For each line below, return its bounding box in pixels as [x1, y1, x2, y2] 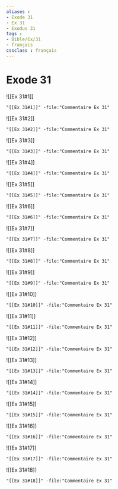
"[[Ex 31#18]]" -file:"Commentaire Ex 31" [6, 478, 113, 484]
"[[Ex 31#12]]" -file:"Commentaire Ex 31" [6, 346, 113, 352]
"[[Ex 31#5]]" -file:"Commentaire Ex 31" [6, 192, 110, 198]
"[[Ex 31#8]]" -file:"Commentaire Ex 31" [6, 258, 110, 264]
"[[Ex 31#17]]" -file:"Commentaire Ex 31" [6, 456, 113, 462]
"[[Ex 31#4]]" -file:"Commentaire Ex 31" [6, 170, 110, 176]
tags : [6, 31, 23, 37]
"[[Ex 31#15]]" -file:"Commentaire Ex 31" [6, 412, 113, 418]
